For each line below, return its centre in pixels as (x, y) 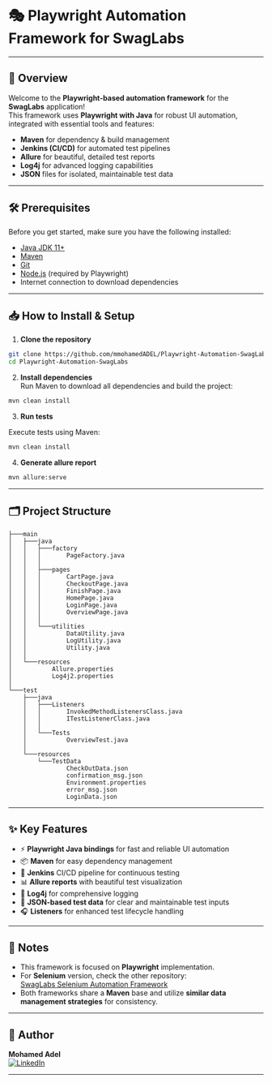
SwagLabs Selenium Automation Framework (94, 984)
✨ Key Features (48, 829)
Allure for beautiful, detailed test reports (87, 157)
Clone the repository (55, 340)
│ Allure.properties (61, 669)
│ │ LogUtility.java (65, 640)
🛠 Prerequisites (49, 208)
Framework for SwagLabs (96, 39)
